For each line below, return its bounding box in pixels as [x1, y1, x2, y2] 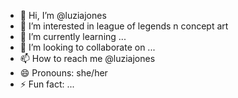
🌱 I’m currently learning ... [19, 31, 127, 42]
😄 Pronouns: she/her [19, 67, 108, 79]
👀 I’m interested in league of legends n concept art [19, 20, 229, 32]
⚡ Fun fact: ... [19, 78, 75, 90]
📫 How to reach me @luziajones [19, 53, 156, 64]
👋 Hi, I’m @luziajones [19, 10, 107, 21]
